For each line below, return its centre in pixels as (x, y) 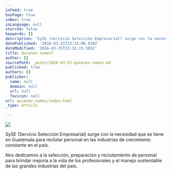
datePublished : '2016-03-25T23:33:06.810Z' (52, 44)
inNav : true (18, 20)
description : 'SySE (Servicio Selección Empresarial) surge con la (79, 39)
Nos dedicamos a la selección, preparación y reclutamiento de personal (81, 155)
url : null (20, 91)
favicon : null (25, 96)
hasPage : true (20, 15)
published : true (23, 67)
